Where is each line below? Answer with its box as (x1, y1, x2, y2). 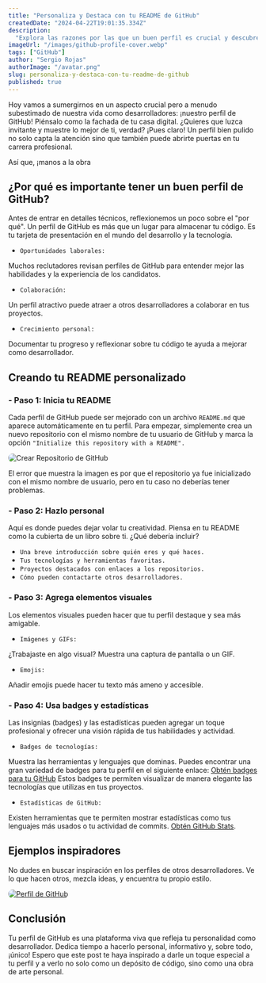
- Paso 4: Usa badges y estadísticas (8, 699, 149, 710)
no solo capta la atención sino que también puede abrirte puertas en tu (8, 133, 240, 143)
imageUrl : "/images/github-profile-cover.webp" (8, 41, 169, 49)
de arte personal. (8, 966, 64, 976)
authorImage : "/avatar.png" (8, 63, 101, 71)
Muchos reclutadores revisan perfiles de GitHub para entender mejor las (8, 261, 245, 270)
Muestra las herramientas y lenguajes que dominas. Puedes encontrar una (8, 756, 251, 766)
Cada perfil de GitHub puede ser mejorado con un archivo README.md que (8, 413, 245, 422)
